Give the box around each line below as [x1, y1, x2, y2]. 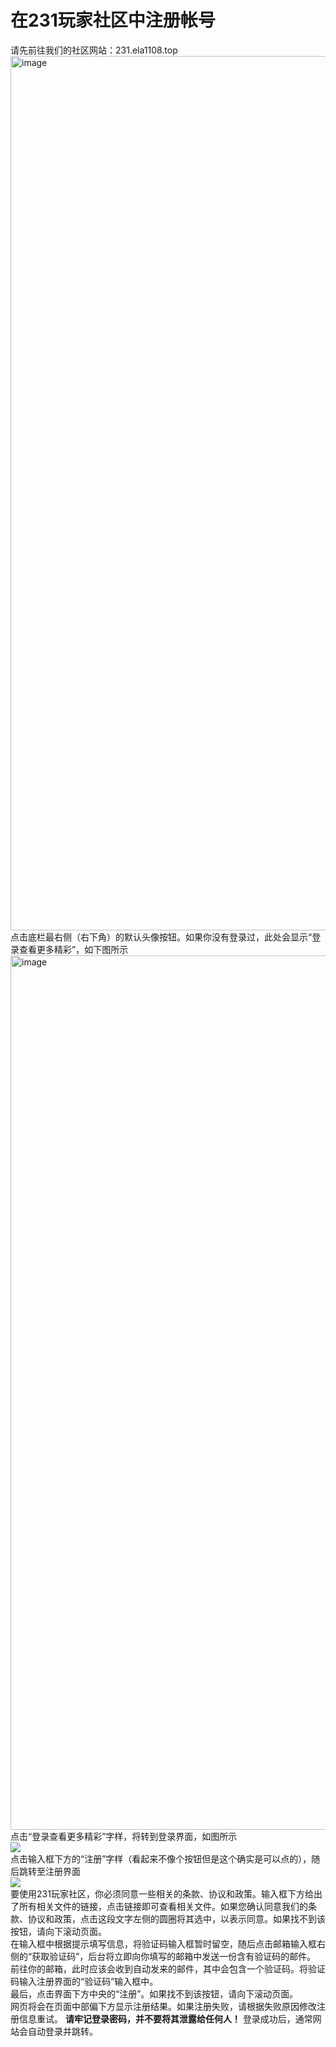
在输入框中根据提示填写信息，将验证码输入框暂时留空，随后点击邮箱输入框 [10, 1937, 317, 1950]
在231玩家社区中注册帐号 [10, 9, 216, 32]
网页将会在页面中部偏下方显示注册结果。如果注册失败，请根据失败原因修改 [10, 2000, 317, 2012]
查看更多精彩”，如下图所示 [18, 943, 129, 955]
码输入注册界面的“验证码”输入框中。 [10, 1975, 159, 1987]
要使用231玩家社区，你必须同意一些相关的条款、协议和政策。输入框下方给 [10, 1887, 314, 1900]
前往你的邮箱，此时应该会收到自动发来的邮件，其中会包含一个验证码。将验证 [10, 1962, 326, 1975]
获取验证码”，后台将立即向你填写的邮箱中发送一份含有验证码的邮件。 [31, 1950, 317, 1962]
